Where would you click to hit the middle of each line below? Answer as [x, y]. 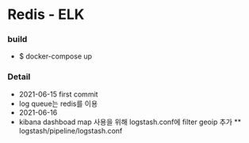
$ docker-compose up [56, 56]
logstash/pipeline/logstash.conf [71, 130]
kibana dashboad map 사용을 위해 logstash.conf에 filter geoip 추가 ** [130, 122]
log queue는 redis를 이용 [58, 103]
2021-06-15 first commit [58, 94]
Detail [19, 77]
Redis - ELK [46, 15]
